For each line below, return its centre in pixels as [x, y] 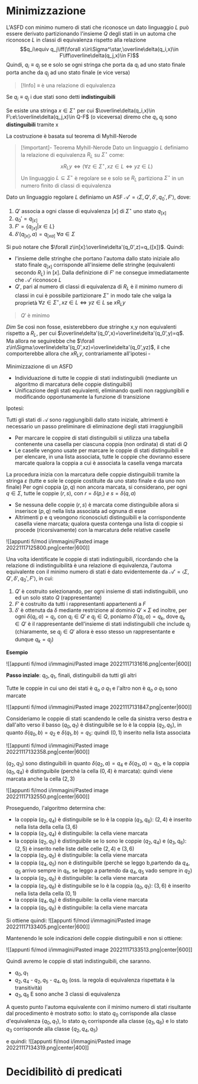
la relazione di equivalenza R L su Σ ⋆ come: [72, 155]
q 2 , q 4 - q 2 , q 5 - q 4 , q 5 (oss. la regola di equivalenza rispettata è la [95, 981]
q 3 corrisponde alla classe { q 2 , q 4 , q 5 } [52, 1029]
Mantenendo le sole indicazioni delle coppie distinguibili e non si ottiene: [94, 938]
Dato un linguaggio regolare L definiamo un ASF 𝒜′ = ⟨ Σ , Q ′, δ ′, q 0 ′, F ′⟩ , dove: [98, 198]
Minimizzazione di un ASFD [39, 366]
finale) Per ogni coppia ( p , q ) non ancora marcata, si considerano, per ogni [97, 487]
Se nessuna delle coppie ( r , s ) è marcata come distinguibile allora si [97, 505]
